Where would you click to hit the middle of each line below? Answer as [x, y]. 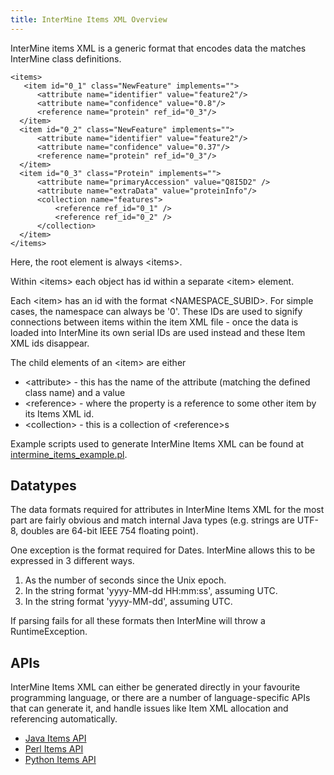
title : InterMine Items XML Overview [89, 19]
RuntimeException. [49, 632]
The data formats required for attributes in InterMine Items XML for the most [167, 510]
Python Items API [60, 760]
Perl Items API [54, 749]
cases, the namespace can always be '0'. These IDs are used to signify [156, 311]
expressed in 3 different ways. [72, 561]
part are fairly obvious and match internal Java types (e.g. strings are [152, 520]
